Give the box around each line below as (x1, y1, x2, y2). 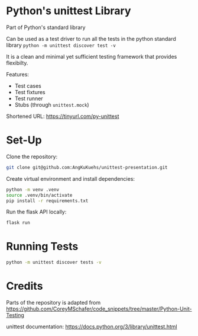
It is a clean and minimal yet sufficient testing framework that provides (6, 53, 177, 60)
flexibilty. (6, 59, 28, 66)
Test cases (14, 82, 41, 89)
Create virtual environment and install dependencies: (6, 175, 135, 182)
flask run (6, 220, 31, 226)
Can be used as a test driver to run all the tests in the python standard (6, 35, 176, 42)
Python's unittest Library (6, 4, 131, 18)
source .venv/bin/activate (6, 192, 73, 198)
